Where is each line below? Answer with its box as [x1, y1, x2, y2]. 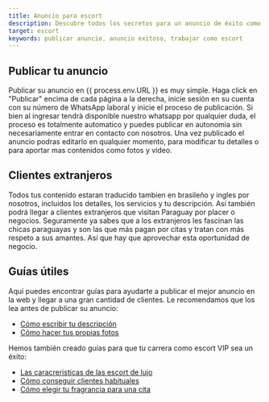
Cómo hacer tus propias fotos [19, 327, 119, 337]
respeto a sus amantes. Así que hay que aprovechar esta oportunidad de [8, 233, 250, 242]
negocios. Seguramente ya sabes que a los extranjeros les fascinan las [8, 215, 244, 226]
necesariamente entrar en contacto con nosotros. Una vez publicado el [8, 128, 245, 138]
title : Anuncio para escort [8, 11, 103, 20]
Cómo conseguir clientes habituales [19, 375, 139, 385]
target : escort [8, 27, 60, 35]
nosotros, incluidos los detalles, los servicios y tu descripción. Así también [8, 198, 255, 208]
